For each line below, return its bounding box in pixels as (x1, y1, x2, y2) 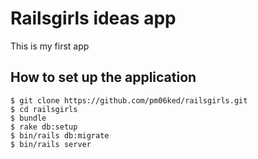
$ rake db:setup (10, 122, 78, 132)
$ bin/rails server (10, 139, 92, 149)
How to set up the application (10, 69, 197, 86)
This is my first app (10, 40, 90, 52)
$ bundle (10, 113, 47, 123)
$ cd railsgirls (10, 104, 78, 114)
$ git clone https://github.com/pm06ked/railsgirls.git (10, 95, 248, 106)
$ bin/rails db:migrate (10, 130, 110, 141)
